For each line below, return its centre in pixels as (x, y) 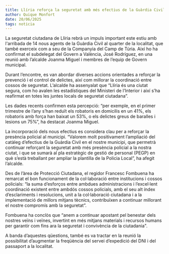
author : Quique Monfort (30, 15)
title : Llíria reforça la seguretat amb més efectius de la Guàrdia (78, 10)
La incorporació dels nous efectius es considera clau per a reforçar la (77, 132)
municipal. (16, 65)
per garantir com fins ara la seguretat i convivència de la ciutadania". (76, 226)
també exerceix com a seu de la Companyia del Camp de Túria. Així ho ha (81, 49)
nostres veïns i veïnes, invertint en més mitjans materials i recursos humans (83, 221)
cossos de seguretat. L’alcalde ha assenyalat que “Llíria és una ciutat (77, 86)
